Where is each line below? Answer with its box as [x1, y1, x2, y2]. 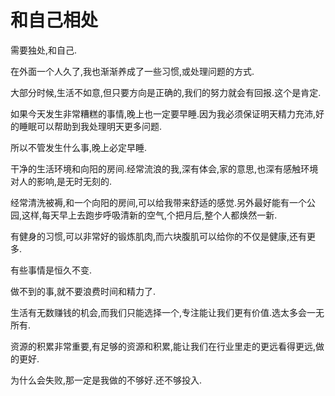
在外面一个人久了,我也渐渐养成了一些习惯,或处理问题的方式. [10, 65, 255, 77]
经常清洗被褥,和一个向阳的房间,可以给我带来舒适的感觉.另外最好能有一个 [10, 196, 308, 208]
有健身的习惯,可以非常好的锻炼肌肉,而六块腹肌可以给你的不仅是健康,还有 [10, 230, 308, 242]
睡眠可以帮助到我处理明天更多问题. [18, 120, 163, 132]
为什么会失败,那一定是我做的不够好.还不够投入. [10, 374, 203, 386]
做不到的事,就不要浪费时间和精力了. [10, 285, 157, 297]
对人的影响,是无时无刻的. [10, 175, 113, 187]
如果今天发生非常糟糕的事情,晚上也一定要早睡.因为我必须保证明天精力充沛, [10, 107, 317, 120]
